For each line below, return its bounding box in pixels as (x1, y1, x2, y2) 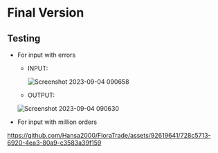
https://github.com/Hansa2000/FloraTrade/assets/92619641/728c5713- (7, 132, 211, 139)
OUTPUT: (27, 91, 55, 99)
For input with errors (17, 51, 76, 59)
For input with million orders (17, 118, 98, 126)
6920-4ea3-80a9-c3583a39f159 (7, 138, 102, 147)
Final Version (7, 5, 84, 21)
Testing (7, 33, 41, 44)
